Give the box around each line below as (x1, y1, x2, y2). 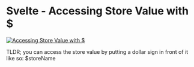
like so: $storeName (6, 54, 56, 62)
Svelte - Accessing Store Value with (6, 4, 189, 18)
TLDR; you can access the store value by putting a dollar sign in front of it (6, 48, 189, 55)
